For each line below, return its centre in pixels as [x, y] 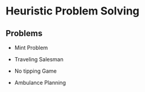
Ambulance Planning [40, 83]
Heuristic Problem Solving [72, 11]
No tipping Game [35, 71]
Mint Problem [31, 48]
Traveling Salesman [39, 59]
